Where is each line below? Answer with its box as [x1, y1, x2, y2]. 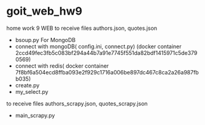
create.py [15, 81, 40, 89]
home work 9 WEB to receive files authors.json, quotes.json [6, 24, 158, 32]
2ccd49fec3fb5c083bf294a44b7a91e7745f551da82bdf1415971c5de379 [15, 49, 198, 56]
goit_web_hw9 [6, 4, 83, 18]
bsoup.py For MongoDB [15, 36, 76, 43]
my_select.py [15, 88, 48, 95]
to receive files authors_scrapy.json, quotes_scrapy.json [6, 99, 148, 107]
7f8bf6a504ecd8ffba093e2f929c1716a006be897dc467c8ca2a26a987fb [15, 68, 199, 76]
